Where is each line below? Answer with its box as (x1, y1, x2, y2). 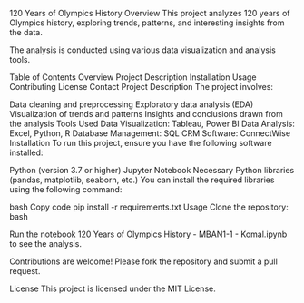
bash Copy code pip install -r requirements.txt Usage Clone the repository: (9, 201, 289, 212)
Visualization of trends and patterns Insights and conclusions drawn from (9, 109, 283, 119)
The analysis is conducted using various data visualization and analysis (9, 44, 277, 55)
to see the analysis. (9, 239, 82, 249)
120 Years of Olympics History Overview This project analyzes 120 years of (9, 8, 290, 18)
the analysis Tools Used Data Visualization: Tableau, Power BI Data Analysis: (9, 118, 295, 129)
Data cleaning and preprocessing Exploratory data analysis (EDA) (9, 99, 254, 110)
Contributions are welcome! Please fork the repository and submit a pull (9, 256, 279, 267)
